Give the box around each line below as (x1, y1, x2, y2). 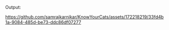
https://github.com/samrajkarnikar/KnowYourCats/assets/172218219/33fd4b (5, 14, 164, 19)
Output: (5, 4, 21, 10)
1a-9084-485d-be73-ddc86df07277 (5, 19, 81, 25)
